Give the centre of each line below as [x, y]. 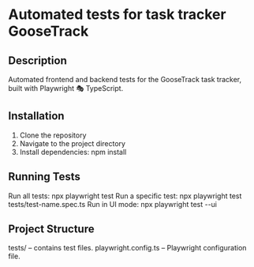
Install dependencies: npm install [73, 152]
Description [37, 60]
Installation [36, 116]
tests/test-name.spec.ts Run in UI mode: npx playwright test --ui [113, 204]
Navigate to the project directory [73, 143]
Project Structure [51, 229]
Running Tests [44, 177]
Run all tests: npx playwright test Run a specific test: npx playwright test [125, 196]
